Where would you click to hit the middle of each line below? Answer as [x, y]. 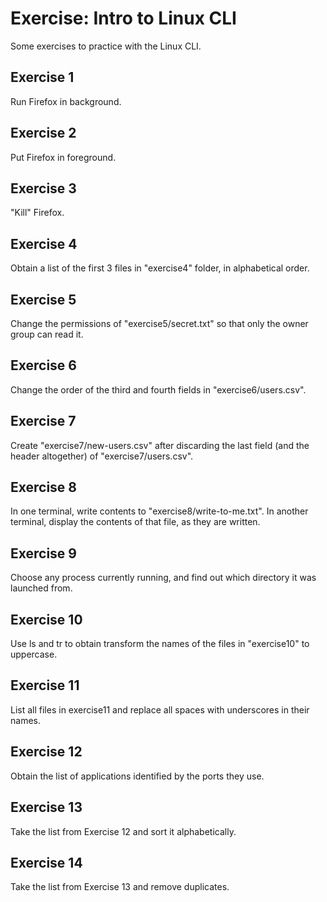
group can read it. [47, 334]
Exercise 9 [43, 553]
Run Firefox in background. [66, 101]
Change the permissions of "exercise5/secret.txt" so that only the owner [159, 323]
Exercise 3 [43, 188]
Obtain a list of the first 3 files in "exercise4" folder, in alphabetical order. [160, 268]
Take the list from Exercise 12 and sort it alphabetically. [123, 831]
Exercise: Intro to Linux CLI [123, 18]
